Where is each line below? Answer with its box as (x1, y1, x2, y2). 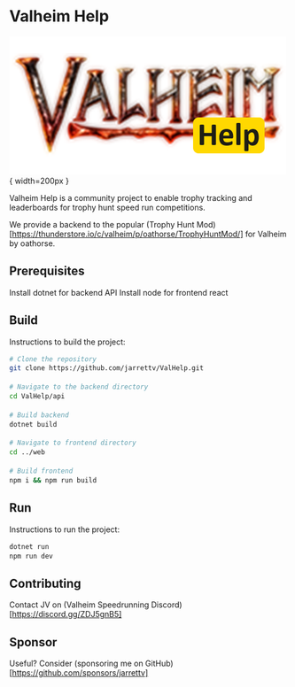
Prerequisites (9, 264, 85, 279)
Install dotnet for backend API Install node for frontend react (9, 287, 229, 297)
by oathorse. (9, 237, 56, 249)
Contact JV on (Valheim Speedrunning (9, 599, 150, 610)
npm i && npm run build (9, 475, 97, 484)
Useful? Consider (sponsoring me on (9, 658, 144, 668)
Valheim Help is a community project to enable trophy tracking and (9, 192, 252, 203)
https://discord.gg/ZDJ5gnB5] (12, 609, 122, 620)
